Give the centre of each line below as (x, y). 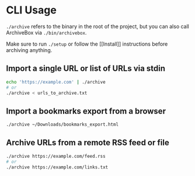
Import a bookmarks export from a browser (86, 111)
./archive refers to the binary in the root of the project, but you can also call (98, 26)
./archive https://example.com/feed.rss (56, 156)
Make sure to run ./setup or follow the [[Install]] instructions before (87, 44)
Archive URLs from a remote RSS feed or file (88, 143)
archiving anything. (29, 50)
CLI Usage (31, 10)
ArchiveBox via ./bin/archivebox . (46, 32)
